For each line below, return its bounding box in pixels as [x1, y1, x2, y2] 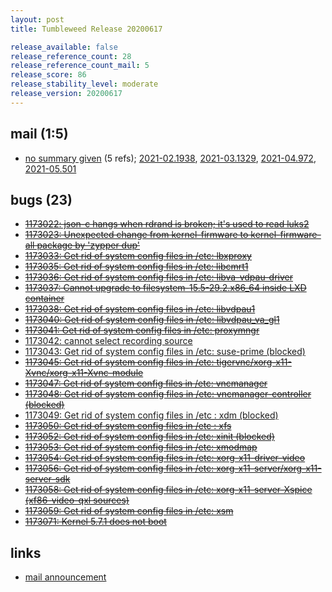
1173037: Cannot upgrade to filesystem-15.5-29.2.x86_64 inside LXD [24, 282, 307, 294]
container [24, 292, 65, 305]
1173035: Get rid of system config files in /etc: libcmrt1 [24, 261, 249, 273]
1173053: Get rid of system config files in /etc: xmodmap [24, 441, 258, 453]
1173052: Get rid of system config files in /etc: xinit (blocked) [24, 431, 275, 443]
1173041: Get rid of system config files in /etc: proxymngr [24, 324, 260, 336]
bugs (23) [10, 191, 73, 208]
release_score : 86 [10, 70, 87, 80]
